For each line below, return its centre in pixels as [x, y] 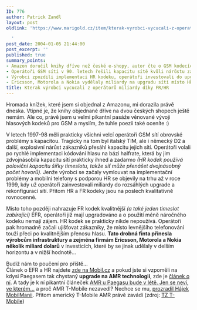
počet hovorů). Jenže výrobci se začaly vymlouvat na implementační [89, 172]
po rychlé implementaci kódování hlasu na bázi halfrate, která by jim [88, 153]
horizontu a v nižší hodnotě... [41, 252]
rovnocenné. [21, 197]
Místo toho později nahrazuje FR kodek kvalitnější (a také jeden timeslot [93, 209]
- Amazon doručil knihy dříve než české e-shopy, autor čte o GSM [89, 66]
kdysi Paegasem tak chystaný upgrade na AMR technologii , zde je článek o [98, 276]
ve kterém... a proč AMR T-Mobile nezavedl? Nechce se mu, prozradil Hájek [98, 289]
